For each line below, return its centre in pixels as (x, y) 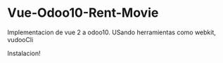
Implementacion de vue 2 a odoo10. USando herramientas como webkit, (112, 32)
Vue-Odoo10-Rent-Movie (83, 13)
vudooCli (20, 39)
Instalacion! (24, 53)
